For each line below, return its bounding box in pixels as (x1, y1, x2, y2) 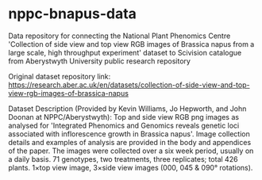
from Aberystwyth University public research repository (8, 56, 191, 66)
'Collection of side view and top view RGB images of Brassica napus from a (8, 39, 255, 48)
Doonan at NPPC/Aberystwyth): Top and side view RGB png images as (8, 112, 240, 121)
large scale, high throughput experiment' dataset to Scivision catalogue (8, 48, 242, 57)
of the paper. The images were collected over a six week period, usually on (8, 146, 254, 155)
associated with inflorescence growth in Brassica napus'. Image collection (8, 128, 250, 139)
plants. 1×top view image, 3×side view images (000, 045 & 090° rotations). (8, 163, 253, 172)
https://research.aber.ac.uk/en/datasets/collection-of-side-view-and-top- (8, 80, 250, 90)
